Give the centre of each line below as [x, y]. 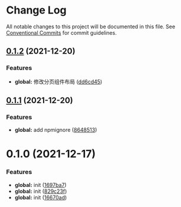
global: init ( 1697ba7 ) [40, 185]
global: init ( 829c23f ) [41, 191]
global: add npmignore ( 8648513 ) [56, 130]
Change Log [36, 10]
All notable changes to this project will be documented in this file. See [91, 26]
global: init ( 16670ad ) [41, 197]
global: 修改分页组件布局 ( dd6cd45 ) [58, 81]
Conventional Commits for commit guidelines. [61, 32]
